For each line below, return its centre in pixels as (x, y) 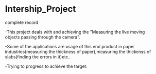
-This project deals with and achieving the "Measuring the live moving (75, 32)
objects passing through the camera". (43, 37)
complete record (22, 22)
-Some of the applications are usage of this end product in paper (70, 46)
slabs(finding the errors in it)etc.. (38, 56)
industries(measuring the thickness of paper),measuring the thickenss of (78, 52)
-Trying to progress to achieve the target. (46, 66)
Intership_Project (41, 9)
